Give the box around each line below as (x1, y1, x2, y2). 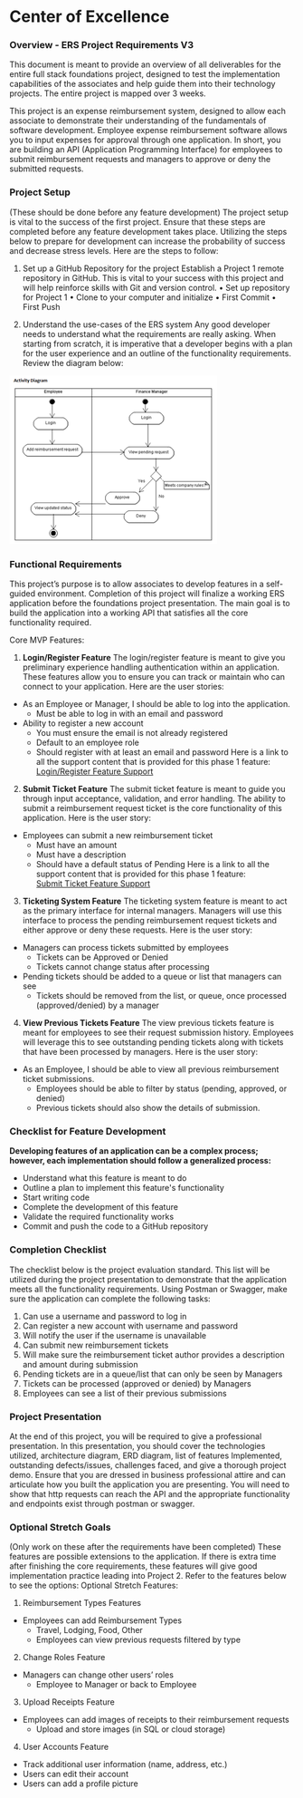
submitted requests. (9, 163, 84, 174)
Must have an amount (35, 840, 118, 851)
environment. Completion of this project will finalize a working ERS (37, 588, 285, 599)
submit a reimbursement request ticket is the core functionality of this (22, 803, 282, 814)
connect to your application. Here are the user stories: (22, 681, 224, 692)
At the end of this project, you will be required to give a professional (9, 1430, 262, 1442)
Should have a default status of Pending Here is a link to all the (35, 859, 270, 870)
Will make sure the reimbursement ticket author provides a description (22, 1348, 285, 1360)
